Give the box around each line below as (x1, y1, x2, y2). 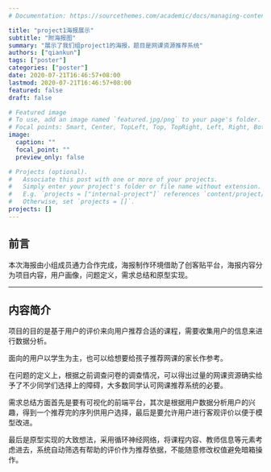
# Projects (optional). (8, 168, 89, 176)
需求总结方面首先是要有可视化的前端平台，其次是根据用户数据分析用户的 (8, 398, 248, 408)
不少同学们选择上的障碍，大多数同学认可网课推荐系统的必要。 (22, 380, 227, 391)
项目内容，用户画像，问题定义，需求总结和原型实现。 (15, 270, 192, 279)
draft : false (8, 93, 52, 101)
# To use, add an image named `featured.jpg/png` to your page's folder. (8, 116, 262, 124)
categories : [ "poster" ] (8, 64, 89, 72)
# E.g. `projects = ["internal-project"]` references (8, 190, 200, 198)
